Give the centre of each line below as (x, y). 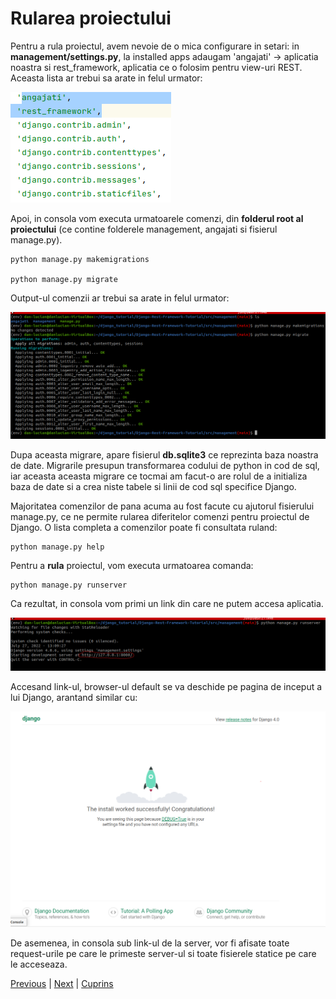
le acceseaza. (39, 964)
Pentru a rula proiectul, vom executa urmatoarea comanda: (132, 566)
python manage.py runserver (69, 585)
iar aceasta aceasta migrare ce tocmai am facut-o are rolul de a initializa (159, 476)
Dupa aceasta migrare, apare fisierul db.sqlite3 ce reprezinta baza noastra (164, 455)
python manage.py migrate (64, 279)
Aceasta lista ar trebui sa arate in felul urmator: (106, 78)
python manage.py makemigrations (80, 259)
